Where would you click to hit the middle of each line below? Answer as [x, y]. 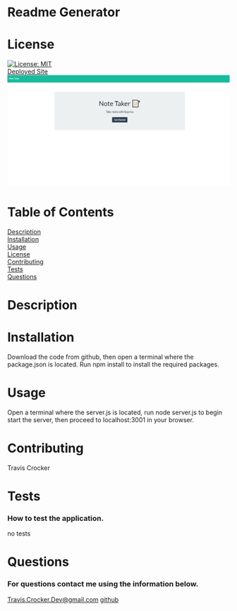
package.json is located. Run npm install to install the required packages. [114, 364]
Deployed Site [28, 72]
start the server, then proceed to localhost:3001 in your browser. [101, 419]
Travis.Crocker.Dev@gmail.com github [63, 599]
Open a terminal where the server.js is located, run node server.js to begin [115, 412]
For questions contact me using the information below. [103, 584]
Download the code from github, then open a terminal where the [101, 357]
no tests [19, 533]
